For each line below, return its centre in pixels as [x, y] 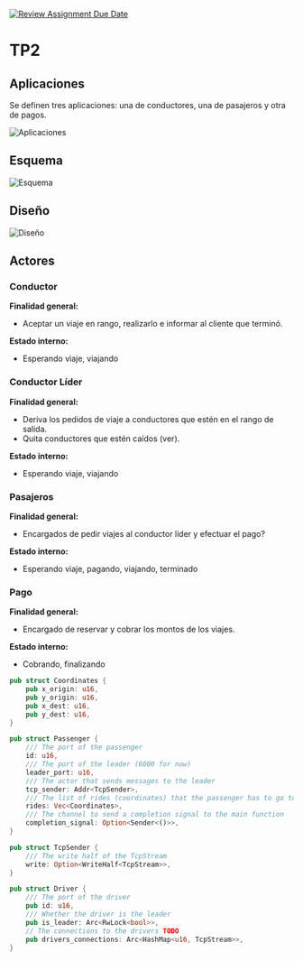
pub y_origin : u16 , [62, 698]
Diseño [30, 211]
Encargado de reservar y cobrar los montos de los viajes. [129, 629]
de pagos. [28, 115]
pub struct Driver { [48, 889]
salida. [35, 429]
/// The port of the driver [78, 898]
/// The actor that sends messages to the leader [121, 781]
